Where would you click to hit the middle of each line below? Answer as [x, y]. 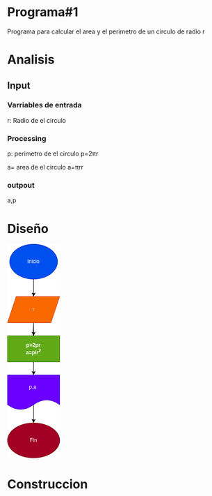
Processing [27, 138]
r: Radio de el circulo [36, 120]
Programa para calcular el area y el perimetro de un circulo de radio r [106, 31]
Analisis [31, 60]
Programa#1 [43, 12]
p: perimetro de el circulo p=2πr [53, 153]
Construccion [48, 484]
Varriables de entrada [44, 105]
